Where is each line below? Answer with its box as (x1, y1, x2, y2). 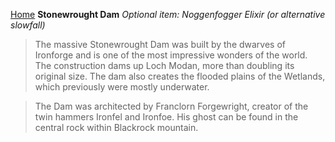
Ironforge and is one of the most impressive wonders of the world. (34, 49, 308, 61)
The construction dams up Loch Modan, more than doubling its (34, 60, 295, 71)
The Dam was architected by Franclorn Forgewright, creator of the (34, 100, 309, 112)
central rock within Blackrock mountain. (34, 122, 199, 133)
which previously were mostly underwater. (34, 81, 210, 93)
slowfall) (10, 19, 46, 31)
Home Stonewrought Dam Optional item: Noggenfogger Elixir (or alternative (10, 9, 326, 20)
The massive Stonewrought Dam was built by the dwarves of (34, 39, 287, 50)
